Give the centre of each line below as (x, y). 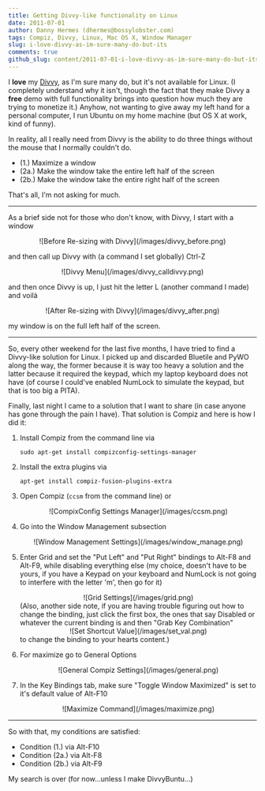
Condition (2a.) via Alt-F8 (61, 755)
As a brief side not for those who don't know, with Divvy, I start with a (121, 217)
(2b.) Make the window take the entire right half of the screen (119, 179)
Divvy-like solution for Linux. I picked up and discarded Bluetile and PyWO (129, 356)
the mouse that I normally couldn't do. (70, 147)
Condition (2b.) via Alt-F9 (61, 763)
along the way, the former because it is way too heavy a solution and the (126, 365)
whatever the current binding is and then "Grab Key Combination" (127, 622)
